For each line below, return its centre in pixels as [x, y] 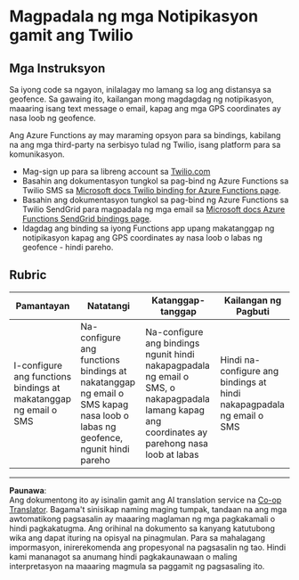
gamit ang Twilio [71, 35]
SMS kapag [105, 404]
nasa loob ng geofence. [53, 118]
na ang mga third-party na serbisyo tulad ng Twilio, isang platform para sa [145, 145]
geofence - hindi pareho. [68, 247]
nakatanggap [108, 382]
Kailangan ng [253, 300]
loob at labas [172, 454]
